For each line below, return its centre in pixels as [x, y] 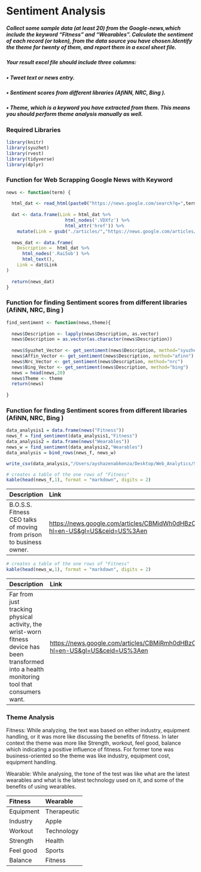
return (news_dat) [33, 281]
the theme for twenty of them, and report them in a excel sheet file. [92, 47]
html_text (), [38, 259]
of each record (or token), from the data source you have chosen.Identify [99, 41]
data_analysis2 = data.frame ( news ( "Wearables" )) [68, 442]
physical [21, 617]
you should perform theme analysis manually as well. [75, 114]
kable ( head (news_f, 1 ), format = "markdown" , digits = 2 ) [79, 480]
